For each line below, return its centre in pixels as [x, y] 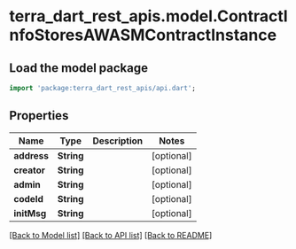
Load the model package [79, 68]
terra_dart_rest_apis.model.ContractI [148, 16]
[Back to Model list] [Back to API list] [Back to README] [111, 235]
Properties [39, 116]
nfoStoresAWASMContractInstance [143, 35]
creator [30, 170]
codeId [29, 198]
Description [118, 141]
